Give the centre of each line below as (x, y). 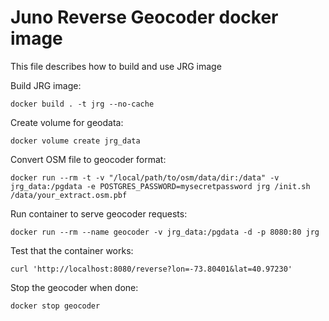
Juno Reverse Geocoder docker (144, 17)
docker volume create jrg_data (75, 141)
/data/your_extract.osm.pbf (69, 195)
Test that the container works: (72, 250)
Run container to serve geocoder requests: (99, 213)
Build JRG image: (46, 85)
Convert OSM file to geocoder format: (88, 159)
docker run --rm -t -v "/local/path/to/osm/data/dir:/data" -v (145, 177)
